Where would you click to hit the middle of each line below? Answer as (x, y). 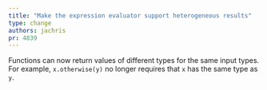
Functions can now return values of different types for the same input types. (134, 61)
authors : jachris (37, 30)
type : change (30, 23)
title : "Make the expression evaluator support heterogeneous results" (130, 16)
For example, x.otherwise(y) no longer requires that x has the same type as (133, 69)
